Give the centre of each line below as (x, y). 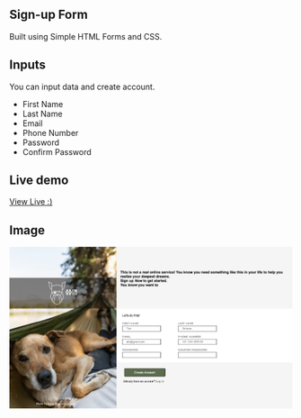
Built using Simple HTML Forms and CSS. (86, 36)
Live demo (39, 181)
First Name (43, 104)
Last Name (42, 114)
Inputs (28, 65)
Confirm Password (57, 151)
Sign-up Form (49, 15)
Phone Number (50, 132)
